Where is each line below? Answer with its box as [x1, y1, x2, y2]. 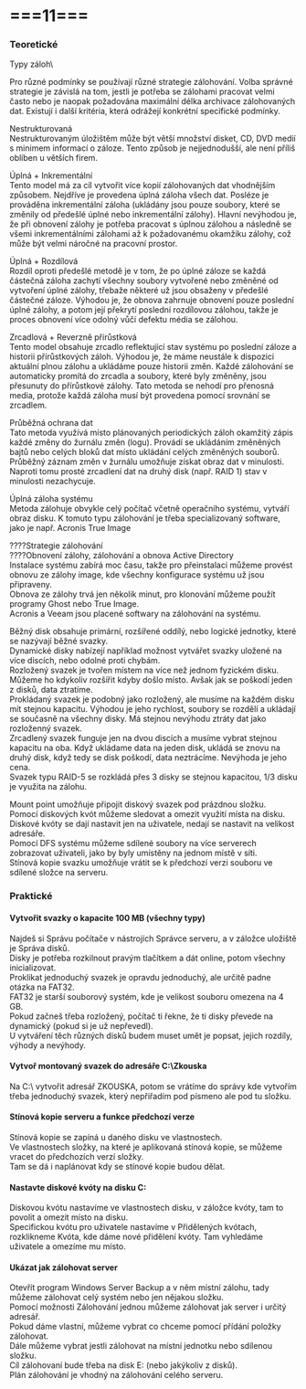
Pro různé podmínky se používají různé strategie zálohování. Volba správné [9, 77, 294, 88]
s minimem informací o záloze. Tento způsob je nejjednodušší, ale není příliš [9, 143, 296, 154]
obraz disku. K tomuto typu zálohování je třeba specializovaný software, [9, 513, 281, 524]
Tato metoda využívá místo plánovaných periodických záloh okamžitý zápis [9, 427, 294, 439]
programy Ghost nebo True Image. [9, 599, 140, 610]
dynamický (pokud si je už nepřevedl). [9, 1020, 153, 1031]
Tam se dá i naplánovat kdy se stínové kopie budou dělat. [9, 1161, 226, 1172]
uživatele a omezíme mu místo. [9, 1241, 126, 1252]
